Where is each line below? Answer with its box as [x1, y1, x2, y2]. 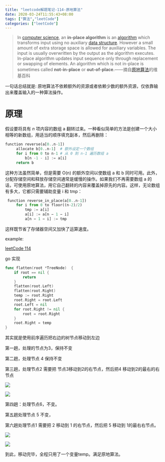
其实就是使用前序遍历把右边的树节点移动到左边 [5, 335, 100, 341]
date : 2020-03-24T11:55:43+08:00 [5, 12, 74, 17]
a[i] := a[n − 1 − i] [25, 212, 69, 217]
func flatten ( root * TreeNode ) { [5, 265, 74, 270]
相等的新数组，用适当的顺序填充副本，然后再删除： [5, 132, 109, 138]
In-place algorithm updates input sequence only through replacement [17, 55, 158, 62]
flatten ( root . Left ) [14, 284, 54, 289]
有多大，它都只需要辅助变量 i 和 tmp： [5, 188, 82, 194]
